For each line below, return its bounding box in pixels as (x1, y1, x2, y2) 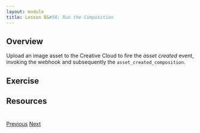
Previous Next (6, 120, 41, 128)
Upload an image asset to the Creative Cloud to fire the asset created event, (6, 52, 195, 60)
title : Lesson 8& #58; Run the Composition (6, 14, 114, 20)
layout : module (6, 8, 44, 15)
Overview (6, 36, 44, 47)
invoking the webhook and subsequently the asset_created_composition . (6, 58, 186, 66)
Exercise (6, 76, 40, 86)
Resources (6, 96, 47, 106)
